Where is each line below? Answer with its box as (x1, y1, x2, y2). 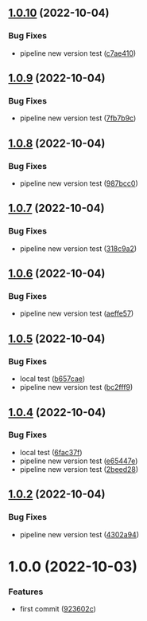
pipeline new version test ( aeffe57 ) (19, 309, 134, 318)
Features (8, 586, 44, 597)
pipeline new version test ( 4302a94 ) (19, 529, 140, 539)
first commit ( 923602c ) (19, 603, 97, 613)
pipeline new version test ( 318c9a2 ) (19, 243, 137, 254)
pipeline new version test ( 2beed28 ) (19, 464, 139, 474)
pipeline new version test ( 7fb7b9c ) (19, 113, 137, 123)
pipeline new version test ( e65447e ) (19, 456, 138, 466)
